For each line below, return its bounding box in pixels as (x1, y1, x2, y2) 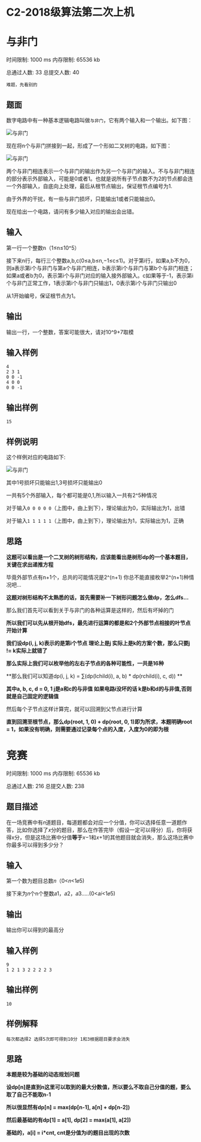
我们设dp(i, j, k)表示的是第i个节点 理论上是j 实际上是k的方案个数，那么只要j (6, 639, 190, 647)
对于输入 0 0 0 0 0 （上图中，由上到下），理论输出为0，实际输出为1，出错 (6, 504, 185, 511)
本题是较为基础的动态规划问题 (6, 1071, 80, 1078)
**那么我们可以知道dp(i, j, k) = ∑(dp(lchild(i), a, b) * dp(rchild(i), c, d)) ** (6, 672, 183, 680)
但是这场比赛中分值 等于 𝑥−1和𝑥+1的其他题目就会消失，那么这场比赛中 (25, 834, 194, 841)
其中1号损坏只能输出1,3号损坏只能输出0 (6, 479, 103, 486)
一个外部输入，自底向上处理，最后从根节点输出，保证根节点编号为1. (6, 182, 172, 189)
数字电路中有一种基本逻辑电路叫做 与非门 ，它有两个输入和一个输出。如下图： (6, 116, 193, 123)
